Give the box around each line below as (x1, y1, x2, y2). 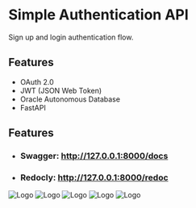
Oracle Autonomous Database (19, 94, 121, 104)
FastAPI (19, 102, 46, 112)
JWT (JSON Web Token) (19, 85, 102, 95)
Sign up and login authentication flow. (8, 32, 134, 42)
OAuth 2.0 (19, 77, 54, 86)
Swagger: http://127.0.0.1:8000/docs (19, 151, 169, 162)
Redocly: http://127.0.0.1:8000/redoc (19, 172, 169, 183)
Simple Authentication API (8, 6, 190, 24)
